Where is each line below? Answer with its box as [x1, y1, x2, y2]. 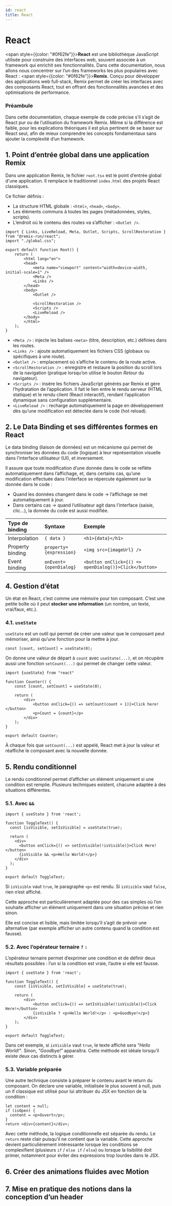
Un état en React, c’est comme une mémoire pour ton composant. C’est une [5, 595, 165, 601]
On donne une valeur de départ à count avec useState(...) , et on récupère [5, 655, 164, 661]
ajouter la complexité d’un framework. [5, 135, 85, 142]
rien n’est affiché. [5, 889, 42, 895]
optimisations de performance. [5, 89, 70, 95]
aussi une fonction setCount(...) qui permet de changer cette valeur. [5, 660, 152, 667]
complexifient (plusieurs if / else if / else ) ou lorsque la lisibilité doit [5, 1147, 152, 1153]
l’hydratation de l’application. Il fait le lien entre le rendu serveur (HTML [12, 386, 163, 392]
